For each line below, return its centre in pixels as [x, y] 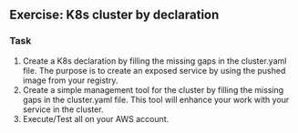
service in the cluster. [63, 109]
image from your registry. [70, 80]
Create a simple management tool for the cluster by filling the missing [153, 89]
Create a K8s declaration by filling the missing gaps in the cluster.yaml [154, 61]
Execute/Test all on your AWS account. [96, 118]
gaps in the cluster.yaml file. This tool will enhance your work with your [156, 99]
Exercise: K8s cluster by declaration [114, 15]
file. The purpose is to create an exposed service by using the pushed [154, 70]
